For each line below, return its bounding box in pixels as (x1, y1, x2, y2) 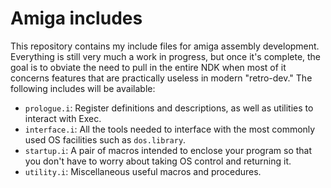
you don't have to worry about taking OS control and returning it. (24, 155, 292, 167)
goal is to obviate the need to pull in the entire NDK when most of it (10, 61, 287, 73)
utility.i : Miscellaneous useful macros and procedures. (24, 165, 262, 177)
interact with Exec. (24, 112, 102, 124)
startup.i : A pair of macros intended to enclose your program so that (24, 144, 313, 156)
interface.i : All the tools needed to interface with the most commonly (24, 123, 316, 135)
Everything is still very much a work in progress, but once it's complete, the (10, 50, 322, 62)
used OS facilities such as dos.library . (24, 133, 187, 146)
